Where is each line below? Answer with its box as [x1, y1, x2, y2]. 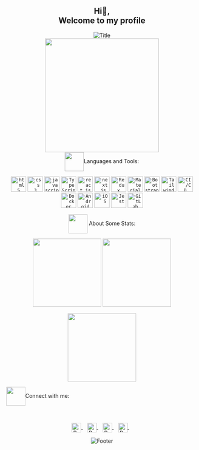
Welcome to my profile [58, 16, 146, 26]
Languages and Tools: [84, 157, 140, 164]
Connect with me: [25, 392, 70, 399]
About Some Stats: [89, 220, 136, 227]
